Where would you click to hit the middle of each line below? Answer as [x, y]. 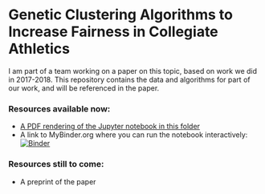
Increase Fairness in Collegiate [113, 32]
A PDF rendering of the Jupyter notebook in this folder [110, 127]
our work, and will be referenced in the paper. [84, 88]
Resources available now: [59, 108]
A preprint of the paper [58, 181]
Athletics [39, 49]
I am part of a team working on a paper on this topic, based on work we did [133, 71]
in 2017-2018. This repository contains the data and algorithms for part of [129, 79]
